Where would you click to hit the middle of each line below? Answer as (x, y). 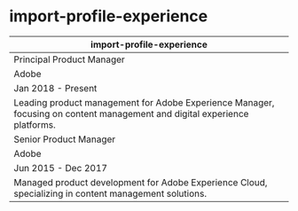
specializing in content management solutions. (110, 193)
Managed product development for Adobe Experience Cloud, (141, 182)
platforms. (35, 124)
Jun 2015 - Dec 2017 (61, 168)
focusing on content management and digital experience (131, 113)
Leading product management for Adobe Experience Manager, (144, 102)
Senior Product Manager (65, 139)
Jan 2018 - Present (55, 88)
